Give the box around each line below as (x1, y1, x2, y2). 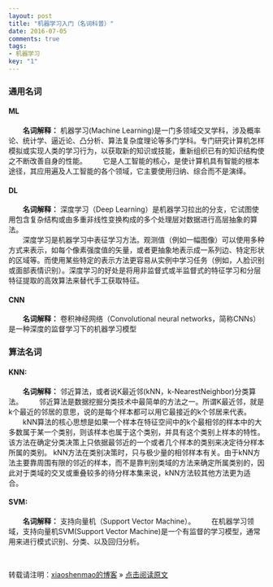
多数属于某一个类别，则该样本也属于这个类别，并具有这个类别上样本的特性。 (8, 427, 265, 436)
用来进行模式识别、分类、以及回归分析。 (8, 537, 144, 546)
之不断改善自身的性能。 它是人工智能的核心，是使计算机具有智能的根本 (8, 156, 260, 165)
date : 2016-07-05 (8, 27, 67, 35)
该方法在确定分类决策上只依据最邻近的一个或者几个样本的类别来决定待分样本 (8, 437, 265, 447)
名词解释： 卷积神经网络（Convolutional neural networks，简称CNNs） (23, 314, 261, 324)
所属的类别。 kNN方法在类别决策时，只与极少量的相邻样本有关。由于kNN (8, 447, 253, 457)
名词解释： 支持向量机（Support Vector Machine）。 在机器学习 (23, 516, 248, 526)
